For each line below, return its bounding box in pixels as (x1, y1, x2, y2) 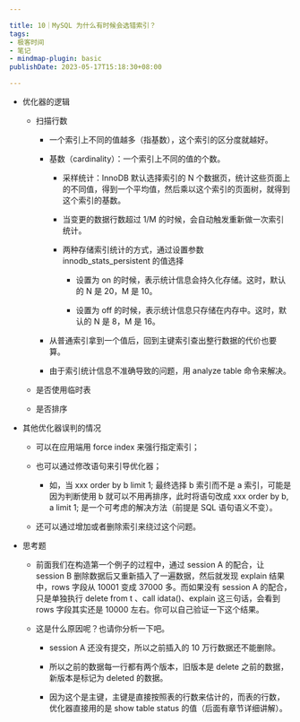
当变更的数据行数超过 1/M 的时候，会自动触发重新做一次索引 (62, 214, 285, 224)
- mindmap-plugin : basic (9, 55, 102, 64)
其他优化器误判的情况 (21, 422, 101, 433)
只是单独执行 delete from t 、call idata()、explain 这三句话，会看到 (35, 593, 280, 604)
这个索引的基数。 (62, 195, 126, 205)
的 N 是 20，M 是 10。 (75, 286, 158, 296)
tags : (9, 29, 30, 39)
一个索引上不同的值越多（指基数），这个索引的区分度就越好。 (48, 135, 273, 144)
